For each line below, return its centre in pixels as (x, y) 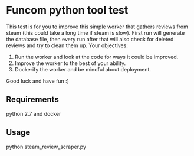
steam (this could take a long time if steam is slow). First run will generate (96, 32)
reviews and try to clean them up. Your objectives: (67, 45)
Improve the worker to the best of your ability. (70, 63)
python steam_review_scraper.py (46, 147)
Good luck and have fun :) (38, 81)
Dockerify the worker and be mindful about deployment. (83, 69)
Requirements (32, 100)
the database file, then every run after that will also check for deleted (90, 39)
